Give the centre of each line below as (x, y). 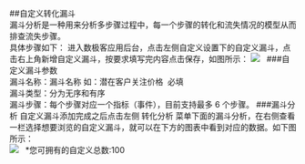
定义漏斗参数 (33, 70)
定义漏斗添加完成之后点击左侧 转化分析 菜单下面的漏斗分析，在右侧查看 (161, 116)
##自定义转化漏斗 (42, 13)
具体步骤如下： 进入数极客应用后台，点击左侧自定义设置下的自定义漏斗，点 (150, 47)
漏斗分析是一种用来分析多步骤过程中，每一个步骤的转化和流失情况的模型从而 (153, 25)
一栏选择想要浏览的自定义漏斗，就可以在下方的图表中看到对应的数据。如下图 (153, 127)
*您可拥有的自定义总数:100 (75, 150)
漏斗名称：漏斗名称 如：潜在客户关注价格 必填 (97, 82)
